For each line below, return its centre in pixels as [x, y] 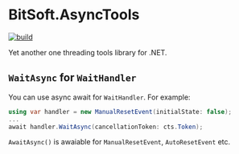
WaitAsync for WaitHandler [72, 78]
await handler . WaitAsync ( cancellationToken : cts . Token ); [106, 127]
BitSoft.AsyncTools [74, 15]
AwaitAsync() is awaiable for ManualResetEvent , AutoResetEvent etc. [119, 142]
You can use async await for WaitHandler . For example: [99, 97]
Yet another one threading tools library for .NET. [88, 52]
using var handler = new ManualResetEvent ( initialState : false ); [120, 111]
